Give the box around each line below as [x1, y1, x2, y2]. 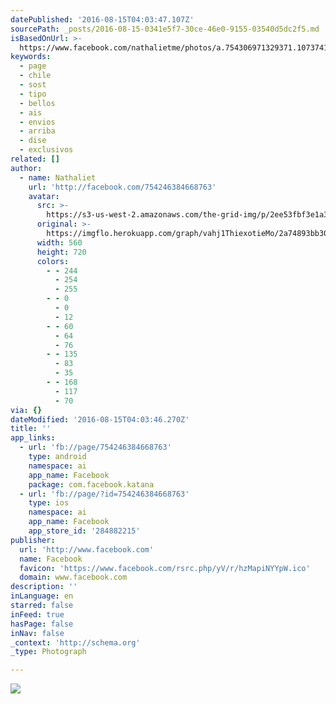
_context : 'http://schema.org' [10, 637, 141, 648]
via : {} [10, 405, 43, 415]
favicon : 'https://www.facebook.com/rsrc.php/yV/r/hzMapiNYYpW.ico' [19, 563, 311, 573]
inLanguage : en [10, 591, 74, 601]
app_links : [10, 433, 56, 443]
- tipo [19, 89, 47, 99]
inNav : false [10, 628, 65, 638]
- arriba [19, 126, 56, 136]
